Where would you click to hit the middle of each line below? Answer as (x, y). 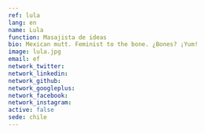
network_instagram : (40, 102)
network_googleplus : (42, 88)
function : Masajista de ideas (58, 37)
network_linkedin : (38, 74)
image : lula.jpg (35, 52)
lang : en (22, 23)
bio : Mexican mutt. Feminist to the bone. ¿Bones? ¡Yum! (103, 45)
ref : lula (24, 15)
